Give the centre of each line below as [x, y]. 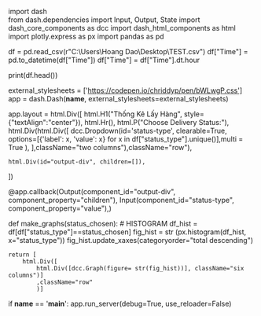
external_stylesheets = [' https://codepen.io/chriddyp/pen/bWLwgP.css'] [125, 90]
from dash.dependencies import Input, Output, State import [104, 20]
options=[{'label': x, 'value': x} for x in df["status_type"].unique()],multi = [126, 139]
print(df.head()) [33, 75]
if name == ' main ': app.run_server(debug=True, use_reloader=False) [120, 303]
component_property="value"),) [60, 208]
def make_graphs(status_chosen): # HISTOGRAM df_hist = [103, 224]
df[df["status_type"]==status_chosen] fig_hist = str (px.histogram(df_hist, [127, 232]
